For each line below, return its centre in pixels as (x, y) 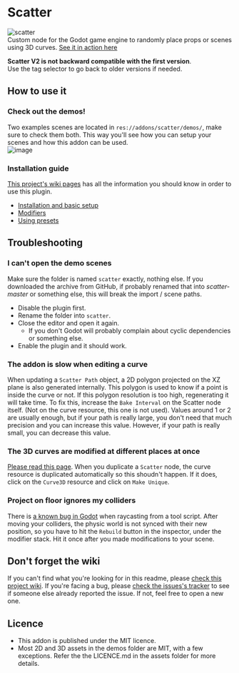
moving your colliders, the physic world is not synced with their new (108, 523)
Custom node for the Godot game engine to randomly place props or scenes (119, 39)
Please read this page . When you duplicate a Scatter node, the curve (109, 467)
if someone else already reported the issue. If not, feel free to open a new (116, 594)
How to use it (37, 91)
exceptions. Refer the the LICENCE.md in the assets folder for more (117, 656)
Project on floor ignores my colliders (72, 500)
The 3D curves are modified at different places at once (104, 451)
